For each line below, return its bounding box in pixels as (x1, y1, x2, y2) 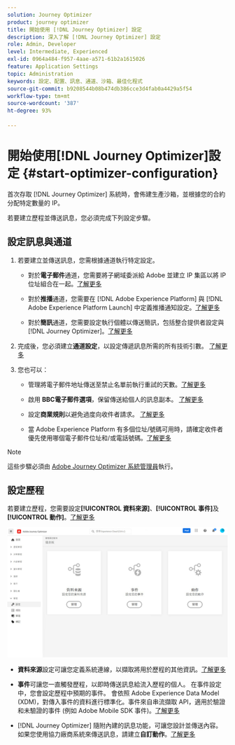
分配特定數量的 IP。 (7, 198, 64, 207)
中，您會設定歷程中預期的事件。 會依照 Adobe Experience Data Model (17, 688, 220, 697)
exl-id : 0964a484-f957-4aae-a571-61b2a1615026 (7, 56, 145, 63)
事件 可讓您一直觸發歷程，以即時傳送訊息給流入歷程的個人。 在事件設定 (17, 680, 222, 688)
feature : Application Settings (7, 63, 99, 70)
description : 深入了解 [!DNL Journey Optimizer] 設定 (7, 34, 161, 41)
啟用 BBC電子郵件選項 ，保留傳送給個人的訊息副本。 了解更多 (27, 395, 204, 403)
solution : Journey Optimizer (7, 11, 92, 18)
